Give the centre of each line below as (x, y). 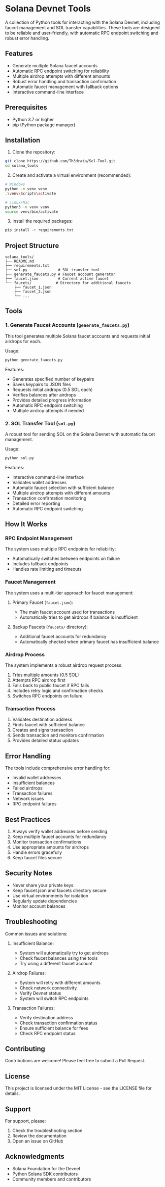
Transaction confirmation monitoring (49, 498)
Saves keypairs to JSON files (42, 384)
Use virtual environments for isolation (50, 895)
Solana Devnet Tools (48, 9)
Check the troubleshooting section (47, 1131)
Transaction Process (30, 709)
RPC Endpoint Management (39, 539)
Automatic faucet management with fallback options (65, 87)
